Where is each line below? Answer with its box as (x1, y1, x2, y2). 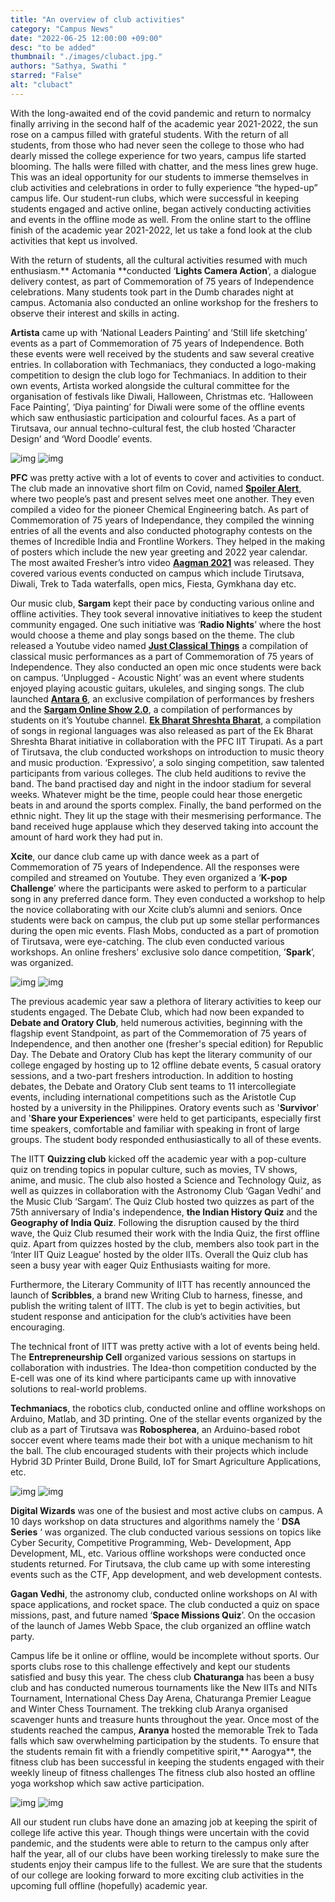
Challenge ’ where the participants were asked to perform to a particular (10, 882, 307, 894)
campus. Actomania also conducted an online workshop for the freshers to (10, 296, 319, 308)
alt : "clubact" (10, 80, 74, 90)
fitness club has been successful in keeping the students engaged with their (10, 1756, 325, 1768)
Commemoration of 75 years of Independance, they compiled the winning (10, 514, 315, 526)
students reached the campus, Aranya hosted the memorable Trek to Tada (10, 1724, 319, 1736)
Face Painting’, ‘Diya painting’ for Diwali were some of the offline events (10, 401, 305, 413)
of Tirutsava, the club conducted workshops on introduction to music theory (10, 746, 325, 758)
